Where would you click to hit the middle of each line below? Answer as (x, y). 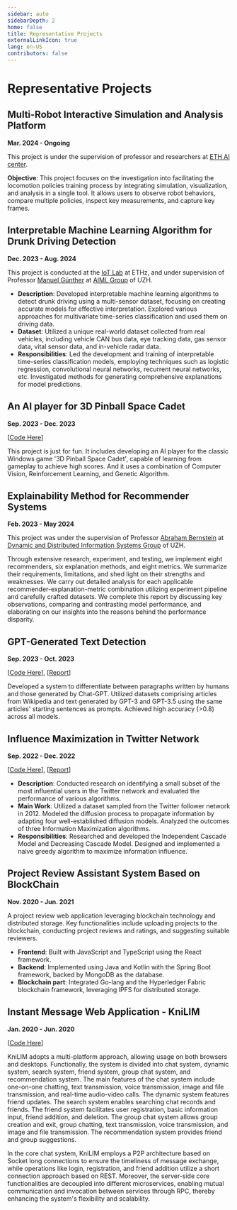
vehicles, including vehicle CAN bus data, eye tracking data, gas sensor (122, 339)
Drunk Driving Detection (62, 242)
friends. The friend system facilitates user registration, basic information (112, 1109)
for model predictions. (50, 384)
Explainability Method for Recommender (98, 496)
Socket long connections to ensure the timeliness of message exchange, (113, 1160)
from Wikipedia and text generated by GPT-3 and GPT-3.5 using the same (115, 702)
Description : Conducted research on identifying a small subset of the (119, 783)
